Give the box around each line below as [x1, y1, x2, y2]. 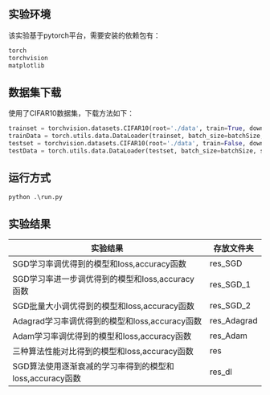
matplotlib [8, 61, 45, 70]
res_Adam [209, 330, 247, 341]
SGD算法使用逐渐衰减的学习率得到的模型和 [12, 360, 174, 372]
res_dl [209, 366, 233, 377]
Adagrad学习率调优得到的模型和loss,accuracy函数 [12, 316, 202, 327]
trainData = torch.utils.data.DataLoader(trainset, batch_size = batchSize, [8, 132, 264, 140]
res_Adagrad [209, 316, 258, 327]
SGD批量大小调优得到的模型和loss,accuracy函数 [12, 300, 194, 312]
